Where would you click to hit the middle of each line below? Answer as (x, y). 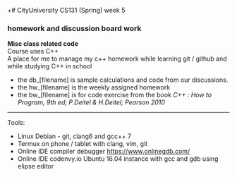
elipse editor (36, 166)
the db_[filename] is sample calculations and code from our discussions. (123, 80)
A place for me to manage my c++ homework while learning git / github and (117, 59)
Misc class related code (43, 44)
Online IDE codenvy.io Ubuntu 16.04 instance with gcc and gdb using (118, 159)
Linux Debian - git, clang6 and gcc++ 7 (74, 136)
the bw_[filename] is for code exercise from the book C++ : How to (115, 95)
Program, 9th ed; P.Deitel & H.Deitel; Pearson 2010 (91, 102)
